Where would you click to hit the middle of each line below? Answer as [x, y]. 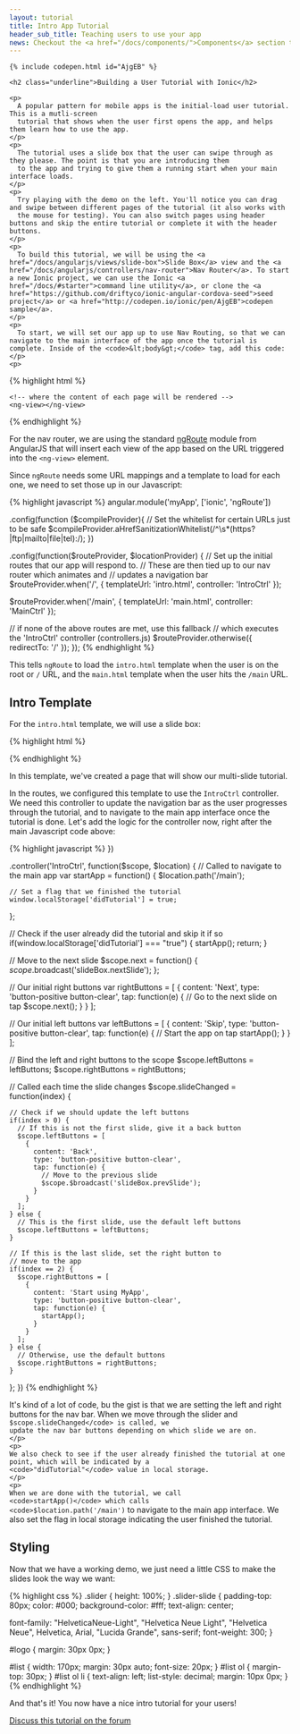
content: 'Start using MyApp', [91, 1293]
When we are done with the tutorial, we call [95, 1493]
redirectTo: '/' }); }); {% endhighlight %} [82, 647]
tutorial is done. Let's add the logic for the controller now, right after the [141, 822]
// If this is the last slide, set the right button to [115, 1254]
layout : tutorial [42, 17]
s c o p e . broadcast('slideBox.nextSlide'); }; [84, 970]
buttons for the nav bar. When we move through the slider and [124, 1415]
